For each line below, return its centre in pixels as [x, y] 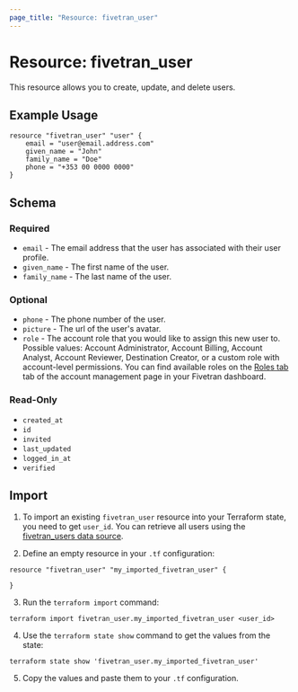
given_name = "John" [64, 152]
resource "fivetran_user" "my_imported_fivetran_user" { [118, 570]
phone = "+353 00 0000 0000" [80, 167]
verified [39, 468]
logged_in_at [47, 458]
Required [30, 228]
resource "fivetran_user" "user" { [76, 136]
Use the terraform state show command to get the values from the [146, 635]
